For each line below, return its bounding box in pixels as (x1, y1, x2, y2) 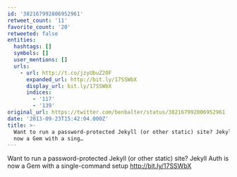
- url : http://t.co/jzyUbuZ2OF (20, 69, 112, 76)
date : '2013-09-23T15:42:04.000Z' (7, 115, 109, 122)
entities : (7, 37, 37, 44)
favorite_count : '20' (7, 23, 71, 30)
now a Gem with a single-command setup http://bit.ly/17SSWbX (7, 161, 192, 170)
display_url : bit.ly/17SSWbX (25, 83, 112, 90)
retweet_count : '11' (7, 17, 68, 24)
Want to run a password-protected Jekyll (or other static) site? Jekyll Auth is (7, 154, 229, 163)
